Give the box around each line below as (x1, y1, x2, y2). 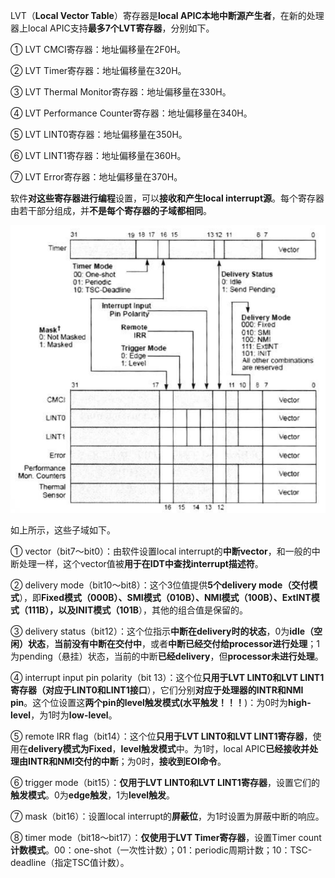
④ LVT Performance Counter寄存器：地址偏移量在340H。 (10, 107, 253, 119)
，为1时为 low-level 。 (30, 709, 118, 721)
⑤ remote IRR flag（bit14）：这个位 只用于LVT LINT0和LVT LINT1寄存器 (10, 730, 305, 742)
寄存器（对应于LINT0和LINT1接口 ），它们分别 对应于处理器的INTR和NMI (10, 684, 304, 696)
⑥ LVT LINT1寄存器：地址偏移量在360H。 (10, 150, 187, 161)
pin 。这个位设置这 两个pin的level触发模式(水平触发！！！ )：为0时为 (10, 696, 289, 708)
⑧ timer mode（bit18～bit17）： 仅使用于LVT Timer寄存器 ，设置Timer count (10, 831, 322, 843)
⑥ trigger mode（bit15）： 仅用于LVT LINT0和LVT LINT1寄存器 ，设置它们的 (10, 776, 320, 788)
